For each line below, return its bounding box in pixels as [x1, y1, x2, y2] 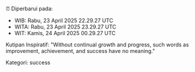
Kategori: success [5, 59, 51, 66]
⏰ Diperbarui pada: [5, 5, 54, 12]
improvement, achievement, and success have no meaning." [5, 48, 155, 54]
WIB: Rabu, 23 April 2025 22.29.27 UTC [14, 17, 114, 24]
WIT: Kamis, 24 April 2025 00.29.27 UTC [14, 30, 116, 36]
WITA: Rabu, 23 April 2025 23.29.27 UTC [14, 23, 117, 30]
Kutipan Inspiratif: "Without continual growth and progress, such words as [5, 41, 189, 48]
